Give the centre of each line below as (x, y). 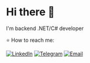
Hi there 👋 (30, 12)
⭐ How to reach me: (30, 40)
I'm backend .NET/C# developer (45, 28)
